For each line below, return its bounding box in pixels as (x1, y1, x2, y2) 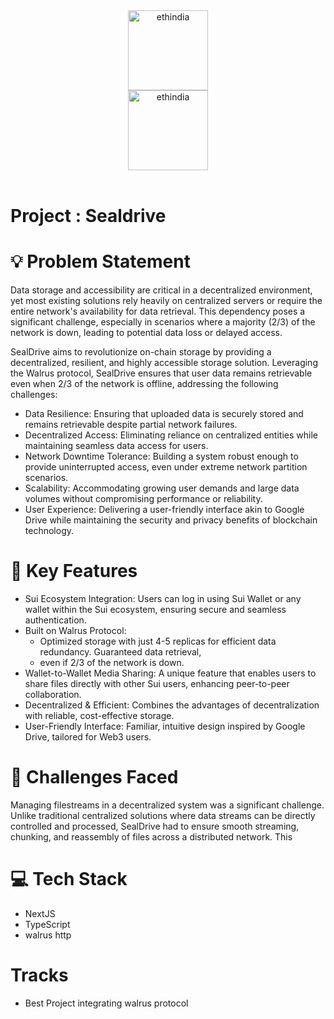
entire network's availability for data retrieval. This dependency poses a (10, 305, 306, 318)
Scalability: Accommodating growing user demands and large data (24, 482, 300, 494)
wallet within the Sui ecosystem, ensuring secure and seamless (24, 604, 287, 616)
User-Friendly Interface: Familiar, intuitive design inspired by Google (24, 720, 306, 733)
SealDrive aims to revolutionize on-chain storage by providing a (10, 346, 272, 358)
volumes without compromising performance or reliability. (24, 493, 263, 505)
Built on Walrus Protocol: (24, 625, 127, 637)
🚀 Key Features (10, 560, 138, 583)
